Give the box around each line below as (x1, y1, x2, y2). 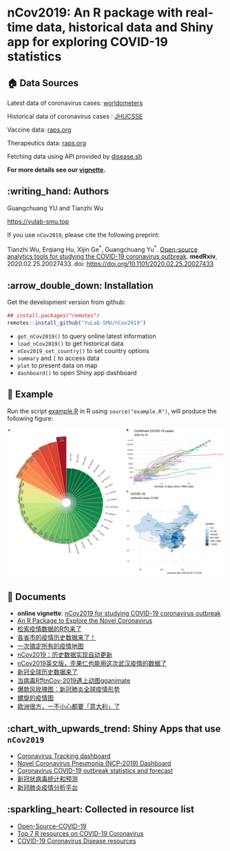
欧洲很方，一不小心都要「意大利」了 (17, 702, 121, 711)
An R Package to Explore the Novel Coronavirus (17, 617, 153, 625)
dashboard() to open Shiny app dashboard (17, 369, 137, 377)
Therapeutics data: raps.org (7, 139, 86, 147)
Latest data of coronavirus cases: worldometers (7, 99, 143, 107)
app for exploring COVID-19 (7, 34, 169, 50)
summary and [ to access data (17, 354, 100, 363)
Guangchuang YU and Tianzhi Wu (7, 203, 104, 212)
